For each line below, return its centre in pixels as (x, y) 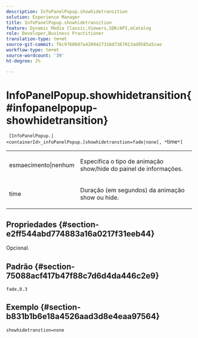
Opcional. (18, 248)
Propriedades (32, 224)
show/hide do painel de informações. (132, 169)
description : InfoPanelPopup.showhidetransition (67, 12)
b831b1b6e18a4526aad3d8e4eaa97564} (83, 316)
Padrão (20, 266)
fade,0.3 (17, 290)
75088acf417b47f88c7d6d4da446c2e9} (83, 276)
